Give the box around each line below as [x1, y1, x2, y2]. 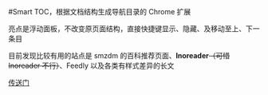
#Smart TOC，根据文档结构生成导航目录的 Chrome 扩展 [8, 7, 191, 16]
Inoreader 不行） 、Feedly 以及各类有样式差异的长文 [8, 61, 175, 70]
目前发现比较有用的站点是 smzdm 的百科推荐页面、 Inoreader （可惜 [8, 51, 230, 60]
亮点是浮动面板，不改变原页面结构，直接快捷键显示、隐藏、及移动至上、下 [8, 24, 253, 34]
